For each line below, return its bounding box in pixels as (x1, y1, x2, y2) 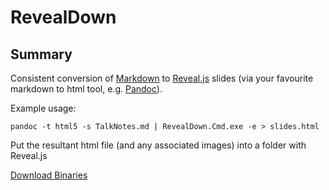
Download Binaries (10, 169, 88, 181)
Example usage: (10, 102, 77, 114)
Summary (10, 46, 73, 63)
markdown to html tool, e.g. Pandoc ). (10, 83, 163, 95)
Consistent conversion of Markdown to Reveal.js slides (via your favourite (10, 72, 314, 84)
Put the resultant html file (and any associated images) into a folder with (10, 139, 307, 151)
